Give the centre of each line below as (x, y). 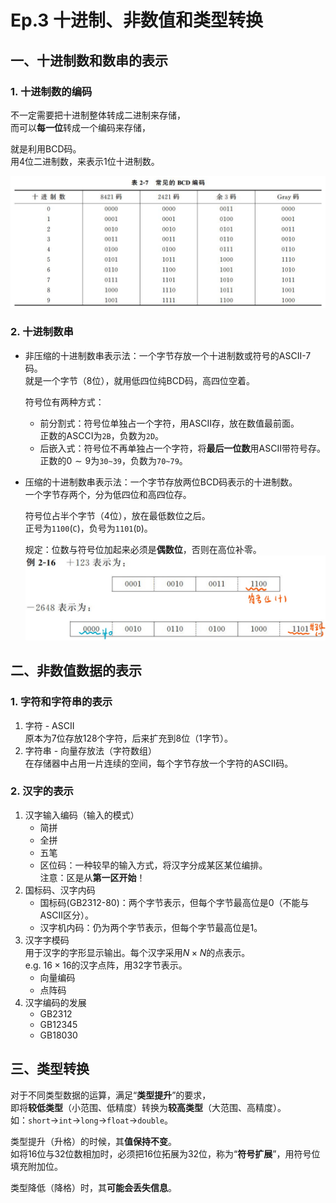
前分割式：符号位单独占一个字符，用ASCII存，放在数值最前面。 (169, 423)
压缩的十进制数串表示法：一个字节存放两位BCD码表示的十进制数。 (161, 482)
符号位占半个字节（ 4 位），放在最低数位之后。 (117, 515)
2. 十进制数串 (42, 332)
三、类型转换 (50, 1069)
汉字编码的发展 (55, 1002)
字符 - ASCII (49, 725)
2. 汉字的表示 (42, 791)
